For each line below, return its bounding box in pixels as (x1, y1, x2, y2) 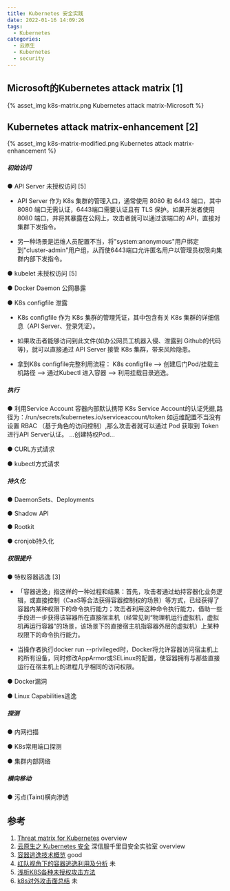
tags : (7, 23, 23, 30)
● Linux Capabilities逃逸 (7, 692, 77, 700)
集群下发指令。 (17, 222, 60, 231)
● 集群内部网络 (7, 757, 51, 765)
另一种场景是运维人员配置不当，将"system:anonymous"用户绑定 (17, 238, 200, 246)
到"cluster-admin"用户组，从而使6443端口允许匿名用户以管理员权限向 (17, 246, 217, 254)
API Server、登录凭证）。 (29, 322, 99, 330)
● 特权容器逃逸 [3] (7, 573, 61, 581)
